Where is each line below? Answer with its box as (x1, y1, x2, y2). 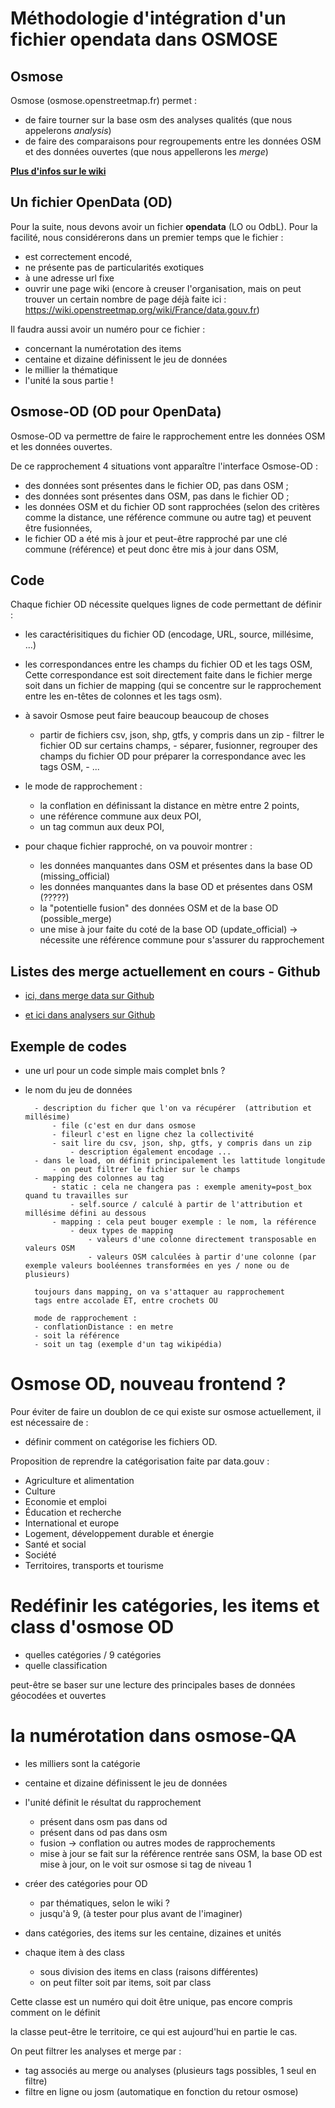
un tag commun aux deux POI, (39, 821, 165, 833)
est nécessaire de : (10, 1417, 89, 1428)
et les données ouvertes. (10, 440, 113, 452)
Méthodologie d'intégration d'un (10, 7, 287, 30)
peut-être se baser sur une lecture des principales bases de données (10, 1678, 296, 1691)
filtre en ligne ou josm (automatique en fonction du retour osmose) (24, 2085, 299, 2097)
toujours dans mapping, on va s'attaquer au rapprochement (34, 1287, 286, 1297)
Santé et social (24, 1538, 87, 1550)
